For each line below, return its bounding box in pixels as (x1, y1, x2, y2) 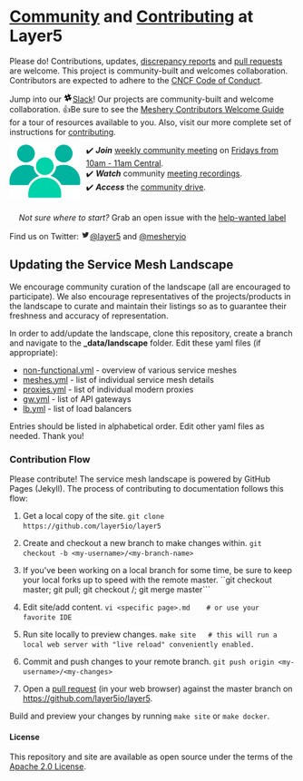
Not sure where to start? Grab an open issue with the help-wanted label (18, 211, 287, 223)
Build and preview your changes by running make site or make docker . (9, 710, 270, 722)
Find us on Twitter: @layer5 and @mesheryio (9, 230, 187, 241)
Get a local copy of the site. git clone (22, 511, 165, 522)
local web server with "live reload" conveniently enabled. (22, 640, 255, 649)
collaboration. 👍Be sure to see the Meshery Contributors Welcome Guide (9, 103, 284, 114)
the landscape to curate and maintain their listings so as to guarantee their (9, 300, 288, 311)
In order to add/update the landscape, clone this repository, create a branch (9, 327, 293, 338)
